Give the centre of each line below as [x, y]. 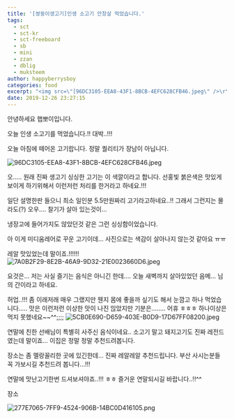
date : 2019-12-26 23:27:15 [46, 98]
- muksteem [29, 72]
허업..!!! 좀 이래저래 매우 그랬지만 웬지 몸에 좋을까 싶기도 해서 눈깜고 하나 [105, 300]
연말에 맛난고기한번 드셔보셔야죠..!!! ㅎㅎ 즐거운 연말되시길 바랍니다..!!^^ [104, 379]
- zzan [23, 59]
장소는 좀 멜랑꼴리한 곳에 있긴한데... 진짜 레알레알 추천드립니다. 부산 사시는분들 [114, 355]
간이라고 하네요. [36, 285]
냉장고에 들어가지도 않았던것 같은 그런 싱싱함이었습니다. [83, 224]
